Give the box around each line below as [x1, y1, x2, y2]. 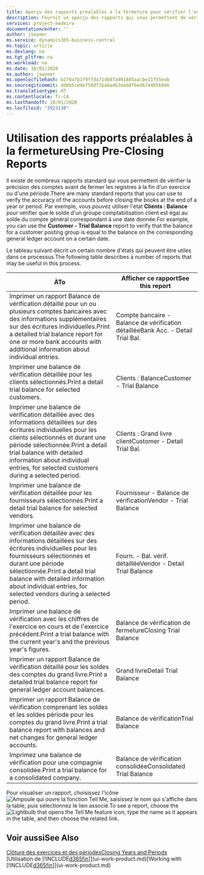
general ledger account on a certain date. [6, 235, 110, 242]
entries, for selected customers [9, 464, 98, 472]
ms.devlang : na [6, 49, 45, 55]
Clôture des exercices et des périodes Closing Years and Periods [6, 849, 168, 856]
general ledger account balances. [9, 685, 105, 694]
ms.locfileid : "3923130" [6, 105, 69, 111]
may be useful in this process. [6, 259, 82, 267]
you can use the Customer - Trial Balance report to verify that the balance [6, 222, 193, 230]
